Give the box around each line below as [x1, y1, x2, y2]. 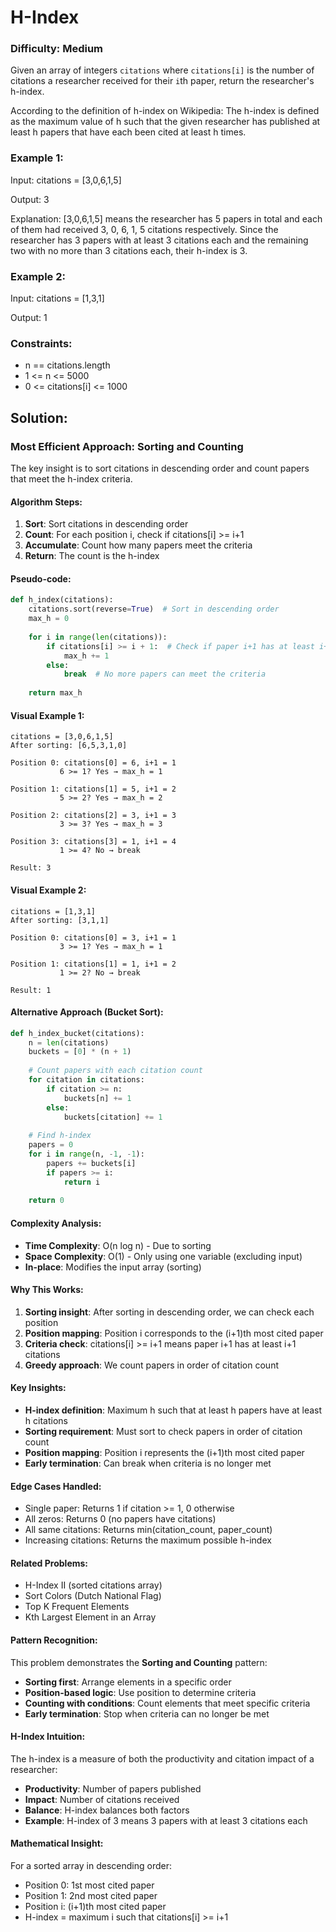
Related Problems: [10, 1557, 89, 1569]
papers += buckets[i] [46, 1158, 137, 1168]
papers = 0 [28, 1140, 74, 1150]
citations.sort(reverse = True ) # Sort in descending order [28, 604, 280, 615]
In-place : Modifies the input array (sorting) [24, 1261, 202, 1273]
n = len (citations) [28, 1037, 110, 1048]
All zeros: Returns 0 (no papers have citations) [24, 1513, 217, 1525]
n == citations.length [24, 359, 111, 371]
